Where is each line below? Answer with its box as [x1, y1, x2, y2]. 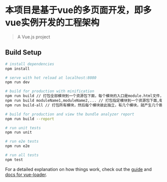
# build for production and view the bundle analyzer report [5, 112, 135, 117]
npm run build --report [5, 116, 55, 121]
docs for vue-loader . [5, 172, 47, 178]
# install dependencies [5, 61, 55, 66]
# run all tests [5, 153, 39, 158]
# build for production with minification [5, 89, 94, 94]
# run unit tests [5, 125, 41, 130]
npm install [5, 66, 30, 71]
